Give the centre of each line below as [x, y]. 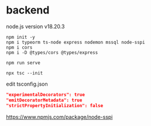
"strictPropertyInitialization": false [55, 105]
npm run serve [23, 63]
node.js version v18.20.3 [35, 26]
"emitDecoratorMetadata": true [44, 100]
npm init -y [20, 37]
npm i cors [19, 47]
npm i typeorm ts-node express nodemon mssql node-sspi [75, 42]
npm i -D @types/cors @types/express [52, 52]
